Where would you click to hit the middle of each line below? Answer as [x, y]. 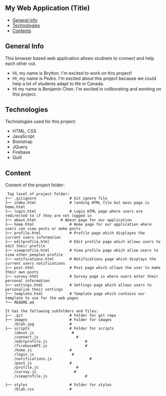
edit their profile [25, 246]
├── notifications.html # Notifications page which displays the [81, 259]
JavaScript [23, 136]
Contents [22, 30]
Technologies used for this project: [41, 121]
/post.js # [43, 363]
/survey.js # [45, 372]
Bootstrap [22, 142]
